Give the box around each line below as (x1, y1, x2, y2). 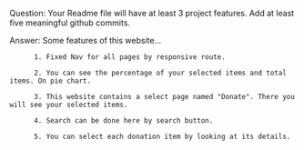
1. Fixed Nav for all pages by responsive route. (33, 53, 226, 62)
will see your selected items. (9, 100, 128, 109)
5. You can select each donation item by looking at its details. (33, 132, 291, 141)
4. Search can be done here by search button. (33, 116, 214, 125)
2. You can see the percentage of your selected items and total (33, 68, 287, 77)
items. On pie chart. (9, 76, 92, 85)
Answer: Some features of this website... (9, 35, 162, 45)
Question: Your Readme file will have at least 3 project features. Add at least (9, 8, 295, 18)
